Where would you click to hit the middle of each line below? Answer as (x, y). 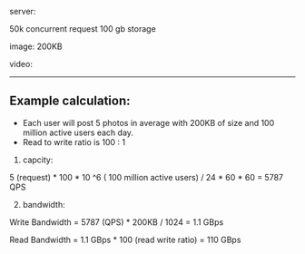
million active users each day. (78, 132)
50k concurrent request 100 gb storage (83, 29)
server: (23, 11)
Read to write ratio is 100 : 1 (74, 142)
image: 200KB (36, 46)
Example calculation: (70, 101)
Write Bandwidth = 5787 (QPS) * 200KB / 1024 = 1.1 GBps (117, 222)
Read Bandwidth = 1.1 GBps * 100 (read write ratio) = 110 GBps (125, 239)
